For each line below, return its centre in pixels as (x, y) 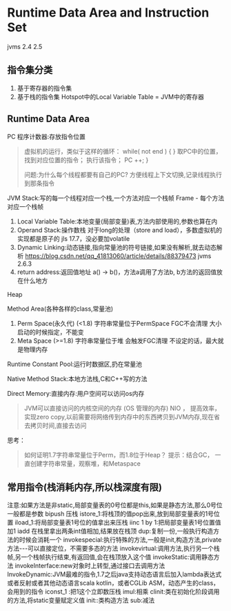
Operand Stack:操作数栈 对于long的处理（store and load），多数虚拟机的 (120, 230)
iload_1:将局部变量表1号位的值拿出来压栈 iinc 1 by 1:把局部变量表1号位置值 (118, 522)
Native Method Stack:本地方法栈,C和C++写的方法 (77, 379)
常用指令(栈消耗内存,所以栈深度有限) (84, 487)
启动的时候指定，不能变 (50, 332)
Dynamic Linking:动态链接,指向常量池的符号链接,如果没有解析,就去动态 (117, 247)
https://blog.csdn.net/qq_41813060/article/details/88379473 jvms (118, 256)
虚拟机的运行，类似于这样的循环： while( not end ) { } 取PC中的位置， (123, 151)
